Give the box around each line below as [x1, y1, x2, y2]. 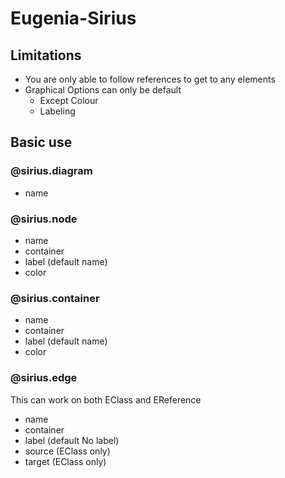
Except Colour [39, 95, 99, 106]
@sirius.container [10, 291, 100, 305]
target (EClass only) [24, 455, 107, 467]
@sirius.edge [10, 371, 78, 385]
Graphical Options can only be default [24, 84, 182, 96]
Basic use [10, 134, 73, 151]
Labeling [39, 105, 76, 117]
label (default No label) [24, 434, 120, 446]
